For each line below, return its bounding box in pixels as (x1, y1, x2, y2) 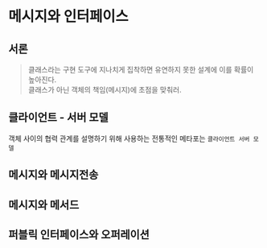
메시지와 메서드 (8, 198, 80, 212)
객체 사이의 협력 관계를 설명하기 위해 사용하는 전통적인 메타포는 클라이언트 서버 (8, 134, 250, 143)
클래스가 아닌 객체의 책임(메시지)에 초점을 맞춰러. (27, 85, 183, 94)
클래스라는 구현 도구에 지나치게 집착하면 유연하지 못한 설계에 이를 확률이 (27, 65, 254, 74)
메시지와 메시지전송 (8, 168, 99, 182)
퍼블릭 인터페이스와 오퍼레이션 (8, 227, 150, 242)
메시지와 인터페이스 (8, 7, 129, 26)
